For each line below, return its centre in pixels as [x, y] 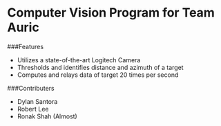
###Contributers [31, 88]
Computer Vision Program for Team [111, 13]
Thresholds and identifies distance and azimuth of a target [100, 67]
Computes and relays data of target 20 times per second [98, 75]
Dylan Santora [37, 101]
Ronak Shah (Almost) [47, 116]
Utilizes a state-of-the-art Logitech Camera [79, 60]
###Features [25, 46]
